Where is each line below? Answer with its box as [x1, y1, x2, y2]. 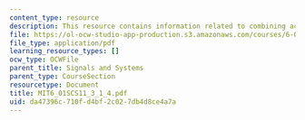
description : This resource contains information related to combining [9, 22, 286, 31]
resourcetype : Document [9, 80, 100, 89]
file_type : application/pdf [9, 38, 116, 48]
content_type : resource [9, 13, 100, 23]
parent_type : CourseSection [9, 72, 116, 81]
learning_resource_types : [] [9, 47, 120, 56]
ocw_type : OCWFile [9, 55, 79, 64]
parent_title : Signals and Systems [9, 64, 144, 73]
